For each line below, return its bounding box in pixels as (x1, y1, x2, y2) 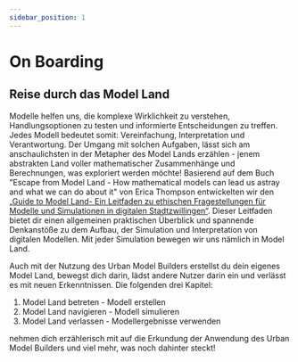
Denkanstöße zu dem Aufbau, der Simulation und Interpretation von (9, 224, 259, 234)
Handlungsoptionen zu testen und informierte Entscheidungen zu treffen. (9, 119, 278, 130)
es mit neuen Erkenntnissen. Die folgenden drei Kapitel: (9, 279, 213, 290)
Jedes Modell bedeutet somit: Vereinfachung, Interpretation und (9, 129, 245, 140)
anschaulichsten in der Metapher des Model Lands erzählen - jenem (9, 148, 261, 159)
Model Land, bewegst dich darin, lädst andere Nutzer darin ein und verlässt (9, 269, 286, 281)
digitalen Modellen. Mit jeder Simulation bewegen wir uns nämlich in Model (9, 234, 285, 244)
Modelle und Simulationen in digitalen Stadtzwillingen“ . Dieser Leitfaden (9, 205, 273, 216)
